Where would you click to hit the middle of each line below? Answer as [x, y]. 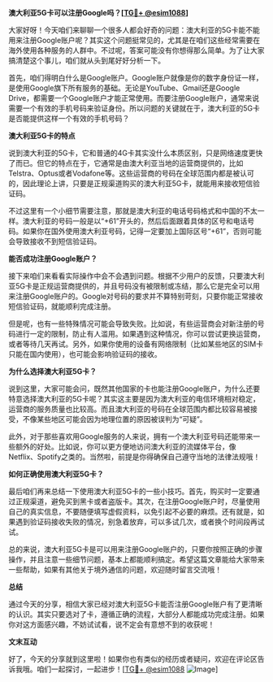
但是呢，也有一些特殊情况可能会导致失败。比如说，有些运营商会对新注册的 [133, 324]
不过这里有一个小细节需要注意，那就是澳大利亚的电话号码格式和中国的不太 [133, 211]
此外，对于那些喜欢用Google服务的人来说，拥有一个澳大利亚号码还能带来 [131, 437]
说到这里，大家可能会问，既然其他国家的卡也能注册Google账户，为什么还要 [134, 389]
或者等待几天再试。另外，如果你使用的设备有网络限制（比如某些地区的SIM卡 [136, 344]
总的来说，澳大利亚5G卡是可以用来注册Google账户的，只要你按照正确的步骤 [136, 549]
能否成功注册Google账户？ [53, 258]
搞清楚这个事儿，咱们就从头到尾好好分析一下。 [87, 61]
